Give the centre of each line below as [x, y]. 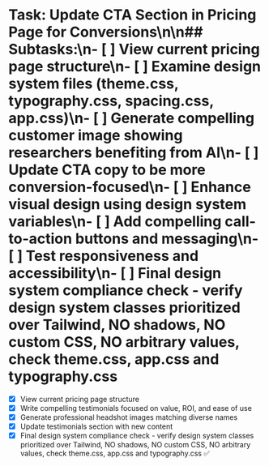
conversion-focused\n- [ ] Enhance [130, 187]
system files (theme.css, [94, 84]
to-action [41, 239]
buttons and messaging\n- [167, 239]
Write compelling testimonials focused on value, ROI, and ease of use [136, 408]
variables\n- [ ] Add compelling [115, 222]
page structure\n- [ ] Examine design [135, 67]
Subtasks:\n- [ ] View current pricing [134, 49]
